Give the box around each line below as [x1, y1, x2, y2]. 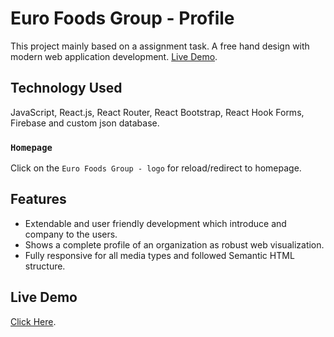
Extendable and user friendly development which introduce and [24, 217, 287, 229]
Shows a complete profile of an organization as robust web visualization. [24, 238, 325, 251]
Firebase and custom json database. [10, 117, 160, 129]
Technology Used [10, 80, 123, 97]
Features [10, 191, 67, 208]
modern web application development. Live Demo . [10, 50, 218, 62]
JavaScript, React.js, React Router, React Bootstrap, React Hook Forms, [10, 106, 305, 118]
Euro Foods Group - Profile [10, 7, 235, 30]
